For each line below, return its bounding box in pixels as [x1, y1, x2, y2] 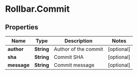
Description [64, 38, 93, 44]
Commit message [54, 62, 95, 68]
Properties [5, 23, 38, 31]
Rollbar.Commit [5, 3, 70, 15]
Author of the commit [54, 46, 103, 52]
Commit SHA [54, 54, 84, 60]
